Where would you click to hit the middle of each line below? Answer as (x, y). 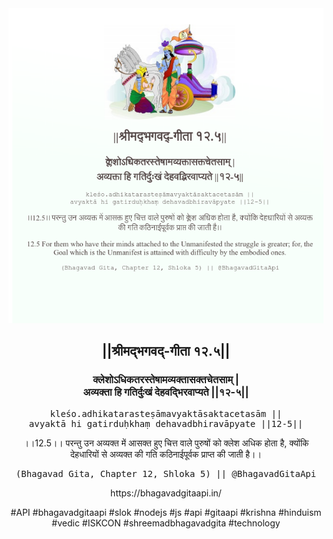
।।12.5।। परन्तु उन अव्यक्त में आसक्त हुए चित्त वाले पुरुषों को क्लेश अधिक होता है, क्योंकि (166, 443)
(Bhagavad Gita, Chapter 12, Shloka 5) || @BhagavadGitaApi (166, 473)
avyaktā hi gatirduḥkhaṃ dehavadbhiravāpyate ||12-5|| (166, 423)
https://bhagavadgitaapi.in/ (166, 493)
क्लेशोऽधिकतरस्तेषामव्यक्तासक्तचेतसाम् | (166, 380)
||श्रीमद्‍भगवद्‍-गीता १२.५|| (166, 351)
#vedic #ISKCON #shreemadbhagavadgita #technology (166, 523)
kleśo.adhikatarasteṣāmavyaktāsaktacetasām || (166, 413)
